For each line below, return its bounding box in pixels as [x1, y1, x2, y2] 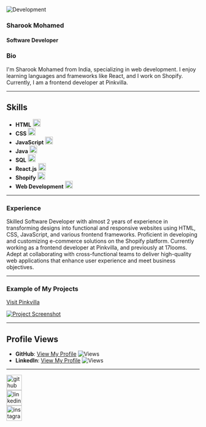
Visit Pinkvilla [6, 299, 40, 306]
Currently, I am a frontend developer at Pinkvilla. [6, 79, 129, 86]
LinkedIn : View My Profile [15, 357, 81, 364]
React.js [15, 165, 37, 172]
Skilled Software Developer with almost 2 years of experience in [6, 217, 169, 225]
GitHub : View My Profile [15, 350, 77, 358]
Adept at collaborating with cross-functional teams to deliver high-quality [6, 250, 192, 257]
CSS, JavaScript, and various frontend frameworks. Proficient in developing [6, 230, 198, 238]
